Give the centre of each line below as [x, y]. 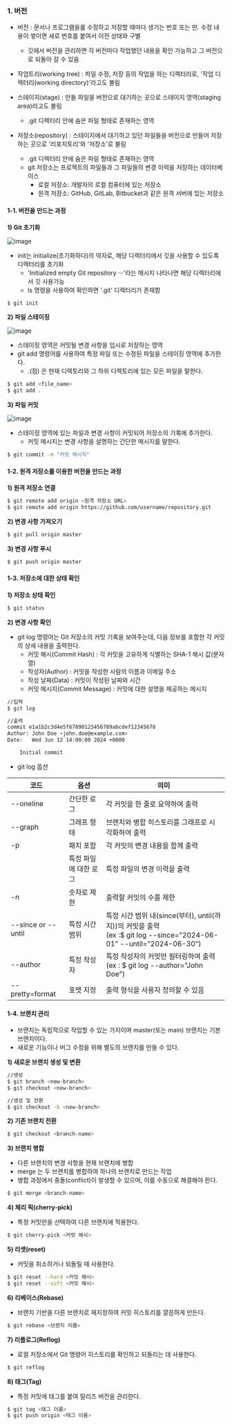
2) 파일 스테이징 [29, 317]
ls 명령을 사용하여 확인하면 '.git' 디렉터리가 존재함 [94, 290]
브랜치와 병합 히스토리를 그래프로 [156, 822]
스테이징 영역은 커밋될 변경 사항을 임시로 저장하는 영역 [90, 345]
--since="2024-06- [183, 935]
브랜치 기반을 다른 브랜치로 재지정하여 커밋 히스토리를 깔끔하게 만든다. [111, 1312]
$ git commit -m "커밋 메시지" [48, 455]
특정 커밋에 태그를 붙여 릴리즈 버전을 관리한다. [79, 1396]
